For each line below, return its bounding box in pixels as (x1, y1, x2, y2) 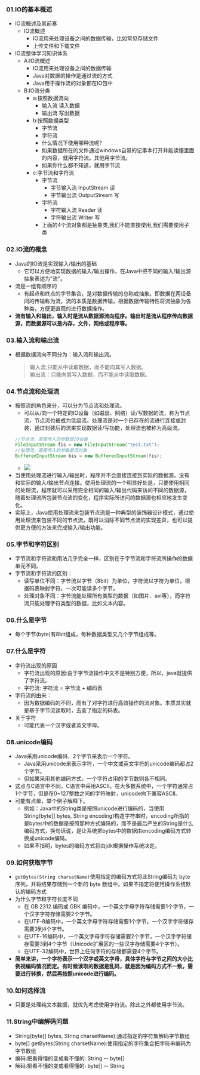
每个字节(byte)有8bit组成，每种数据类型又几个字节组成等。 (14, 631, 160, 638)
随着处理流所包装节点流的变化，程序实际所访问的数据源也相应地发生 (14, 494, 183, 501)
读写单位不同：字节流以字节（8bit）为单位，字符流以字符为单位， (23, 577, 185, 584)
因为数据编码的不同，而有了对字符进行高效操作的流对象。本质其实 (23, 699, 186, 706)
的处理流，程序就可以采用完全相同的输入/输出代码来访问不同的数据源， (14, 486, 190, 494)
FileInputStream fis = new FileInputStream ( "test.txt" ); (14, 442, 160, 448)
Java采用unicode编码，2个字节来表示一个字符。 (14, 752, 134, 759)
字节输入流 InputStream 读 (50, 184, 115, 192)
